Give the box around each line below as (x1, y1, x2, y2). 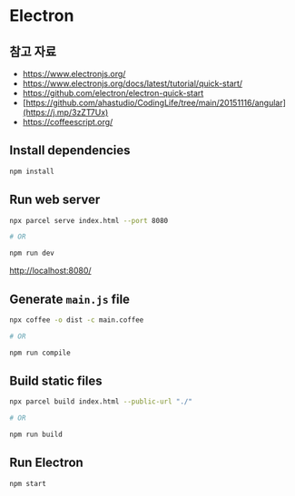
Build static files (9, 373, 103, 388)
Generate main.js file (9, 291, 130, 306)
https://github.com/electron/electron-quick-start (22, 88, 204, 98)
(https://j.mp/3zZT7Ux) (22, 107, 109, 118)
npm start (9, 479, 47, 488)
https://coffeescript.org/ (22, 117, 113, 127)
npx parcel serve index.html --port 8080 (9, 216, 169, 225)
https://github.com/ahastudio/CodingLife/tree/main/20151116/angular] (25, 97, 286, 108)
